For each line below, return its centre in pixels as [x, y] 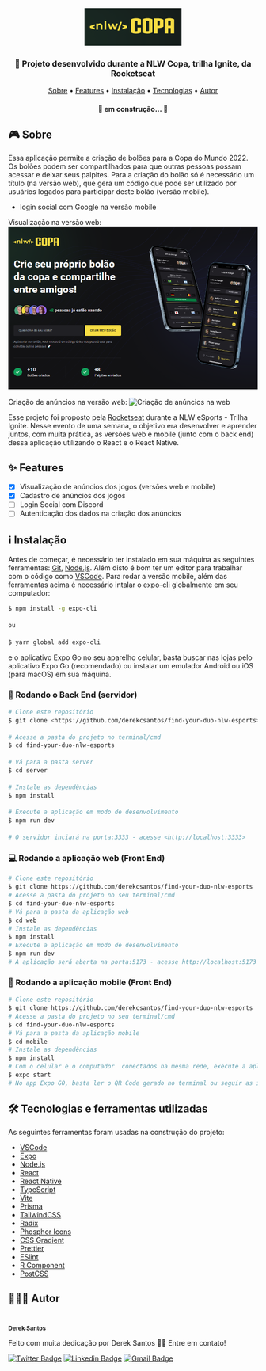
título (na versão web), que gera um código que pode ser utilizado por [122, 183]
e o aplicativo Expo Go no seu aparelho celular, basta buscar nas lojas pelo [130, 657]
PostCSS [34, 1274]
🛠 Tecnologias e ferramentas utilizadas [108, 1109]
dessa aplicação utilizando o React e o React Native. [94, 443]
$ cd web [23, 920]
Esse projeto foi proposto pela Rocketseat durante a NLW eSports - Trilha [128, 417]
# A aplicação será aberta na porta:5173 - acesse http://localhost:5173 [133, 962]
